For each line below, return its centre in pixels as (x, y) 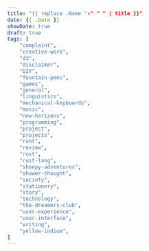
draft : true (24, 33)
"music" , (32, 109)
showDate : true (29, 26)
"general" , (35, 90)
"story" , (32, 193)
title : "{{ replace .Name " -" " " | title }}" (75, 13)
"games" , (32, 84)
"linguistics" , (41, 97)
